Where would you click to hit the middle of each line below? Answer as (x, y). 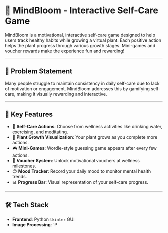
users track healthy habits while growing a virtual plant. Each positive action (83, 40)
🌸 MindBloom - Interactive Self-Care (82, 10)
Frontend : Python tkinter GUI (43, 219)
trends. (20, 176)
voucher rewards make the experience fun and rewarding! (65, 51)
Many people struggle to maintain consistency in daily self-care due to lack (82, 83)
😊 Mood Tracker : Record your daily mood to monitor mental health (82, 171)
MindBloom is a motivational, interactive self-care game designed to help (80, 35)
